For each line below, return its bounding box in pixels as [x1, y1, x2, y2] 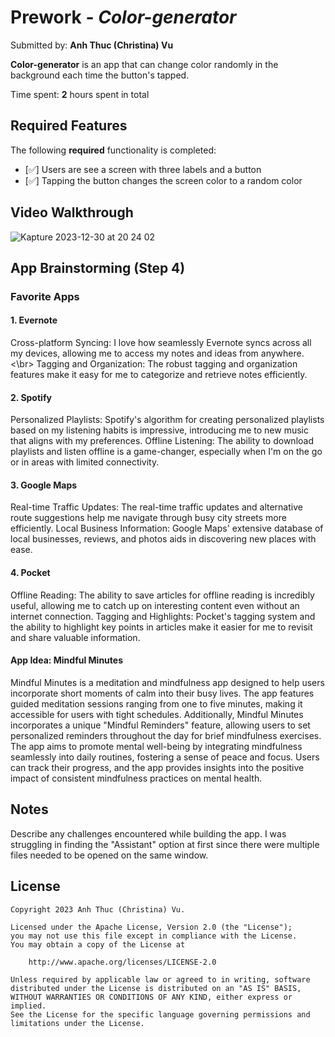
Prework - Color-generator [10, 6, 237, 29]
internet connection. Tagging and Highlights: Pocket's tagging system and [10, 610, 316, 622]
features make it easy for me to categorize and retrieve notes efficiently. [10, 369, 308, 381]
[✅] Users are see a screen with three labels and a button [24, 163, 262, 175]
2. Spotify [10, 391, 52, 403]
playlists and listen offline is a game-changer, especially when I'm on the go [10, 446, 323, 458]
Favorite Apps [10, 289, 80, 303]
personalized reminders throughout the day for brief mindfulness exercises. [10, 729, 322, 741]
